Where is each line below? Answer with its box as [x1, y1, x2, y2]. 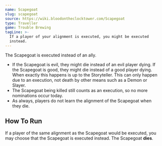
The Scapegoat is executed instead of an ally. [5, 52, 96, 58]
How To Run [5, 117, 42, 126]
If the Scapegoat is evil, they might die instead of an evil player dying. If [12, 61, 156, 67]
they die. [12, 103, 30, 109]
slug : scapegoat [5, 12, 38, 17]
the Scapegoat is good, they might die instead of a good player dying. [12, 67, 152, 73]
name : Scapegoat [5, 7, 38, 12]
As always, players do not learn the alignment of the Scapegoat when [12, 98, 152, 104]
